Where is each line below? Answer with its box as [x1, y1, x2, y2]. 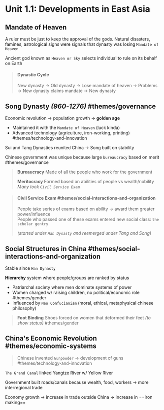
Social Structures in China [5, 245, 87, 253]
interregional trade [5, 384, 43, 390]
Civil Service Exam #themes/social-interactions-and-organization [17, 195, 156, 201]
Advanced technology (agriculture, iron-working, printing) [12, 130, 130, 136]
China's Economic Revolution [5, 334, 97, 343]
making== [5, 399, 26, 405]
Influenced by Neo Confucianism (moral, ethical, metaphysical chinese [12, 300, 154, 306]
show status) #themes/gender [17, 320, 79, 326]
